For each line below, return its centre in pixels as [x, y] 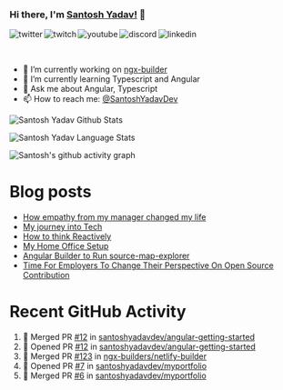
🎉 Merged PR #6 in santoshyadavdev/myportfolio [114, 375]
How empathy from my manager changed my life [114, 217]
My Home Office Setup [66, 246]
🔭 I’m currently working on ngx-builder [95, 70]
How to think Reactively [67, 236]
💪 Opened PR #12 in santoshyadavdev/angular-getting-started [139, 347]
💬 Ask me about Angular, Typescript [90, 89]
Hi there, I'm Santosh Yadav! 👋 [78, 15]
